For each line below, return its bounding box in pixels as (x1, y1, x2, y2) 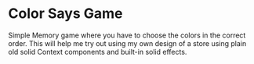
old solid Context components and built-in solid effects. (8, 47, 187, 56)
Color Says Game (8, 5, 123, 23)
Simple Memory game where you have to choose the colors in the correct (8, 30, 246, 40)
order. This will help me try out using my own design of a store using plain (8, 38, 247, 48)
